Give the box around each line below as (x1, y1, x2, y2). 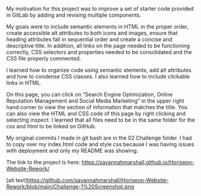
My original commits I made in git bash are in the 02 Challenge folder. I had (6, 134, 193, 141)
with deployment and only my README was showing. (6, 147, 138, 154)
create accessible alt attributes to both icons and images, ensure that (6, 29, 178, 37)
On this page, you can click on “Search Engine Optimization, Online (6, 91, 173, 98)
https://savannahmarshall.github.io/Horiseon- (81, 159, 194, 165)
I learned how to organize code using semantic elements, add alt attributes (6, 67, 192, 74)
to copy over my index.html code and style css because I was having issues (6, 141, 194, 147)
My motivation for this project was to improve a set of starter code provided (6, 5, 194, 12)
